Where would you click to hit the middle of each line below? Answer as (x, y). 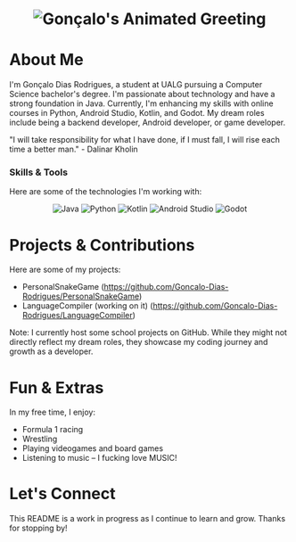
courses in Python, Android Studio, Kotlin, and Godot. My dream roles (137, 113)
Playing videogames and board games (92, 448)
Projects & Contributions (102, 245)
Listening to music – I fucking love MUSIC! (99, 458)
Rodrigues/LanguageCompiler (78, 316)
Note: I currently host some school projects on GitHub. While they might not (148, 333)
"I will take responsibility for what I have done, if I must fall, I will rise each (145, 140)
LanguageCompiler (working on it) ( (87, 306)
